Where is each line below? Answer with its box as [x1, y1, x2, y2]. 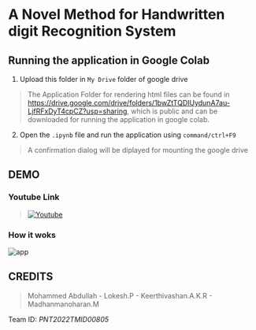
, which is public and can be [127, 106, 218, 116]
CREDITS [8, 270, 54, 284]
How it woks [8, 229, 57, 240]
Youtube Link [8, 191, 60, 202]
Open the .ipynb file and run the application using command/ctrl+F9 [19, 130, 236, 139]
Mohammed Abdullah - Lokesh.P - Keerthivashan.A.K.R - [27, 291, 213, 300]
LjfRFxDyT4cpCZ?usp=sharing [27, 106, 128, 116]
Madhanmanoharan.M [27, 299, 100, 309]
